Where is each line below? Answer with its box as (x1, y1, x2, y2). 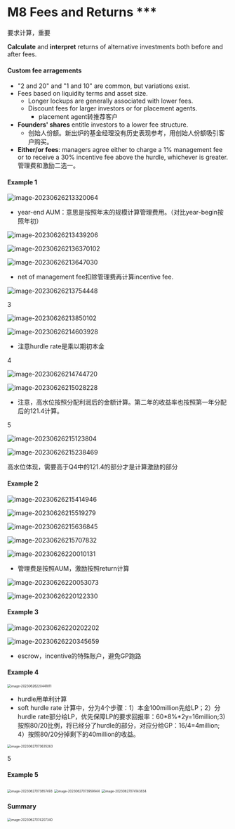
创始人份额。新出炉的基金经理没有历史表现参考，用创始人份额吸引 (27, 129, 219, 137)
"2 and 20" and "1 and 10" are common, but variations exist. (17, 82, 191, 90)
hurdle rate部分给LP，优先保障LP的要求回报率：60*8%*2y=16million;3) (17, 712, 226, 721)
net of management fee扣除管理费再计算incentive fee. (17, 272, 174, 281)
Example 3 (7, 608, 39, 616)
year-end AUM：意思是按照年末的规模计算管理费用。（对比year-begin (17, 208, 217, 217)
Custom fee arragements (7, 66, 82, 75)
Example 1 (7, 177, 37, 186)
